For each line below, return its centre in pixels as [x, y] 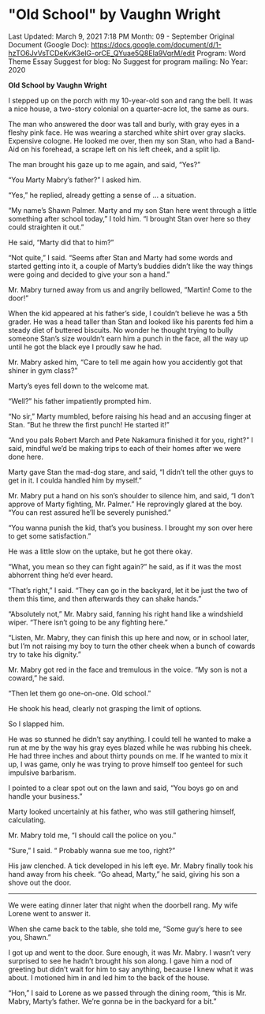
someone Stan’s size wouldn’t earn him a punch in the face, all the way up [128, 338]
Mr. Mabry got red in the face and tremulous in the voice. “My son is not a [128, 669]
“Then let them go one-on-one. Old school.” [80, 693]
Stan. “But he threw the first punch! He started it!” [89, 424]
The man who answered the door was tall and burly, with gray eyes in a [124, 124]
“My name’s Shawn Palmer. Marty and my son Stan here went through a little [132, 210]
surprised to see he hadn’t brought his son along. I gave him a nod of [120, 960]
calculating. [27, 820]
